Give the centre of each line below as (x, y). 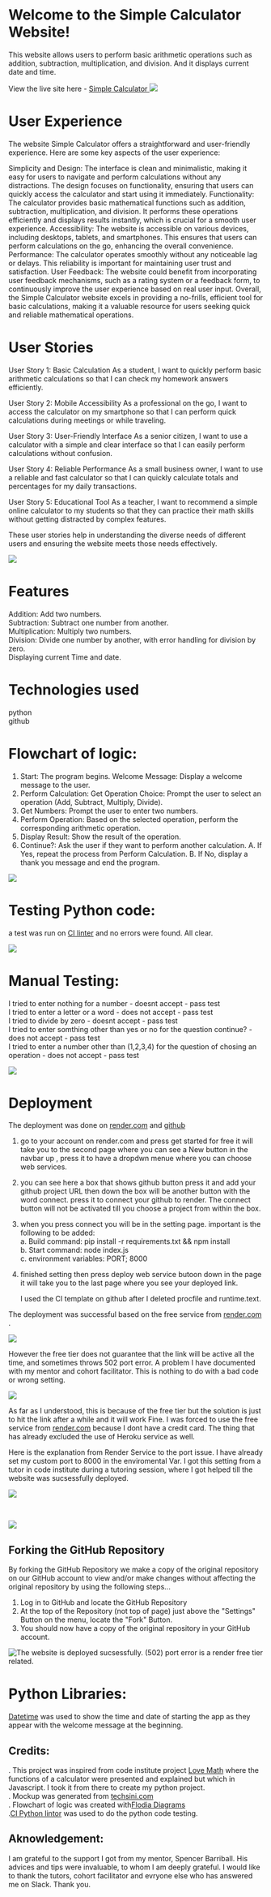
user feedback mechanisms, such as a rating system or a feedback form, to (134, 280)
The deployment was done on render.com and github (97, 1125)
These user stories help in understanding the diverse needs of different (127, 535)
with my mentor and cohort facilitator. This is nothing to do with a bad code (133, 1371)
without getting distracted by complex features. (87, 519)
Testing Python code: (82, 910)
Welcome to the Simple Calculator (125, 15)
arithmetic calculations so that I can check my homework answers (119, 378)
